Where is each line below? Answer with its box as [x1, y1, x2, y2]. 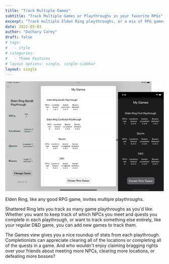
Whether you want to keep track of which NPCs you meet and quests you [5, 211, 157, 217]
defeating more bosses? [5, 253, 55, 259]
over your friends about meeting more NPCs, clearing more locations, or [5, 247, 155, 254]
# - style [5, 45, 30, 50]
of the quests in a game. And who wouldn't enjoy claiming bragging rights [5, 242, 158, 248]
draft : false [5, 35, 33, 40]
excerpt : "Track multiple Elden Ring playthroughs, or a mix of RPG [5, 19, 152, 24]
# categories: [5, 50, 35, 55]
